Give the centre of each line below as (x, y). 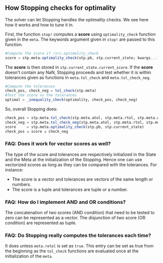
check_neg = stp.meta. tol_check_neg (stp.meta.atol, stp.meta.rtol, (75, 122)
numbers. (22, 184)
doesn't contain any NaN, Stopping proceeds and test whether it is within (78, 72)
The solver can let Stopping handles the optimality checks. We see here (77, 19)
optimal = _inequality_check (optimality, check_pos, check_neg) (71, 100)
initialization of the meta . (29, 256)
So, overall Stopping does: (31, 109)
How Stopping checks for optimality (61, 8)
